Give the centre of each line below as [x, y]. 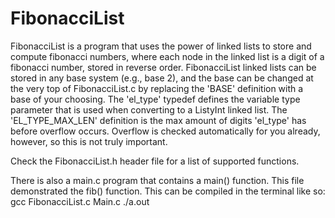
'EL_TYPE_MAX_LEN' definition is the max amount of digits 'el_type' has [158, 120]
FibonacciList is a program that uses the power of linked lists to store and [161, 46]
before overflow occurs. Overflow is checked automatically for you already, [165, 131]
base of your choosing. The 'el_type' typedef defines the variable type [155, 99]
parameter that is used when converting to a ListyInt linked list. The [149, 109]
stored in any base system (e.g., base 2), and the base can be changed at [162, 78]
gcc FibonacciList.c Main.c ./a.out [80, 201]
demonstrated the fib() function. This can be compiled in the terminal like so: [168, 191]
